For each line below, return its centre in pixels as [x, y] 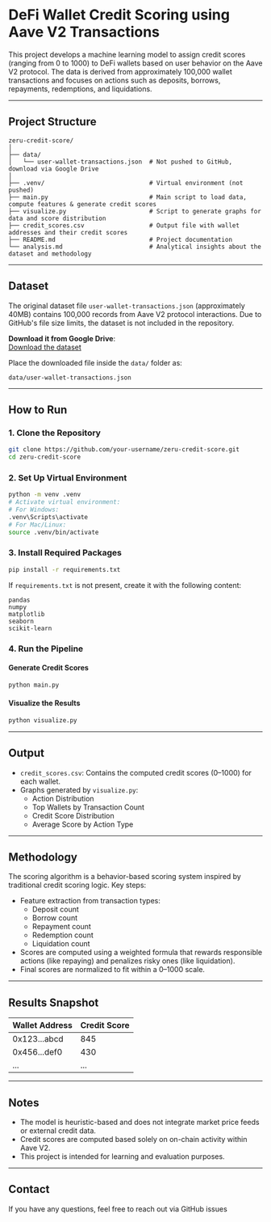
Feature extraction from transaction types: [90, 901]
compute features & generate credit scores [83, 204]
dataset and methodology [50, 254]
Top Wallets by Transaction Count [88, 807]
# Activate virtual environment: [65, 502]
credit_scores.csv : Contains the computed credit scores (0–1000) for [136, 772]
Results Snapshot [54, 1002]
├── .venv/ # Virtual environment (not [126, 183]
